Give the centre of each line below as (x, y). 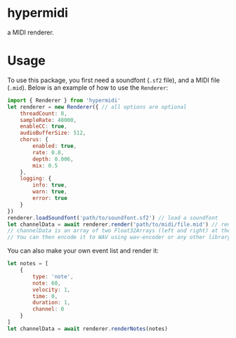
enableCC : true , (44, 127)
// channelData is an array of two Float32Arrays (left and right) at (113, 231)
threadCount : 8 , (44, 114)
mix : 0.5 (45, 165)
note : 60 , (47, 283)
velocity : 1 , (52, 290)
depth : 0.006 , (53, 159)
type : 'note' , (53, 276)
